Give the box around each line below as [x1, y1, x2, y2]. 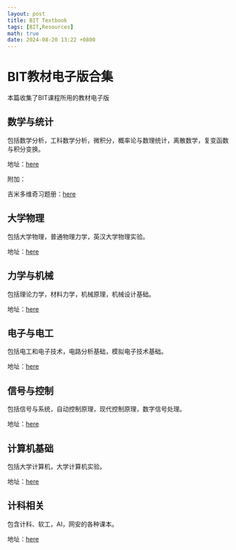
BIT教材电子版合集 [7, 69, 114, 85]
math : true [7, 30, 39, 37]
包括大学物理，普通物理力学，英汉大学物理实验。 [7, 232, 149, 241]
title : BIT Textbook [7, 17, 68, 24]
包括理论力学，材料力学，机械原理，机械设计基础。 [7, 290, 155, 298]
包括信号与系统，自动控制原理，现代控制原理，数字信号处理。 [7, 405, 186, 414]
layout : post [7, 10, 46, 18]
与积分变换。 [7, 145, 44, 153]
